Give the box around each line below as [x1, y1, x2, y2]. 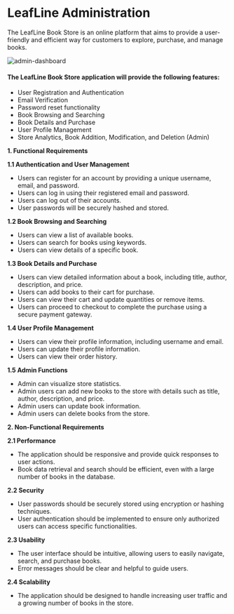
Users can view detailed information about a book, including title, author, [17, 273, 228, 281]
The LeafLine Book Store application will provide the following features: [7, 72, 220, 81]
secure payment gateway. [17, 310, 92, 319]
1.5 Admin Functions [7, 366, 68, 375]
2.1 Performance [7, 436, 56, 445]
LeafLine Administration [7, 5, 151, 21]
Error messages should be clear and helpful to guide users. [17, 564, 189, 573]
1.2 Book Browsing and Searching [7, 218, 107, 226]
